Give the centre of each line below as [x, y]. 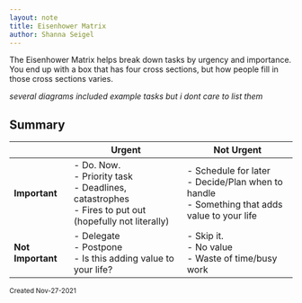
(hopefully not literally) [121, 221]
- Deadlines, [100, 188]
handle [201, 193]
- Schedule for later [229, 171]
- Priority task [103, 176]
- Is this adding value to [124, 259]
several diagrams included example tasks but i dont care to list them [136, 96]
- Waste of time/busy [232, 259]
